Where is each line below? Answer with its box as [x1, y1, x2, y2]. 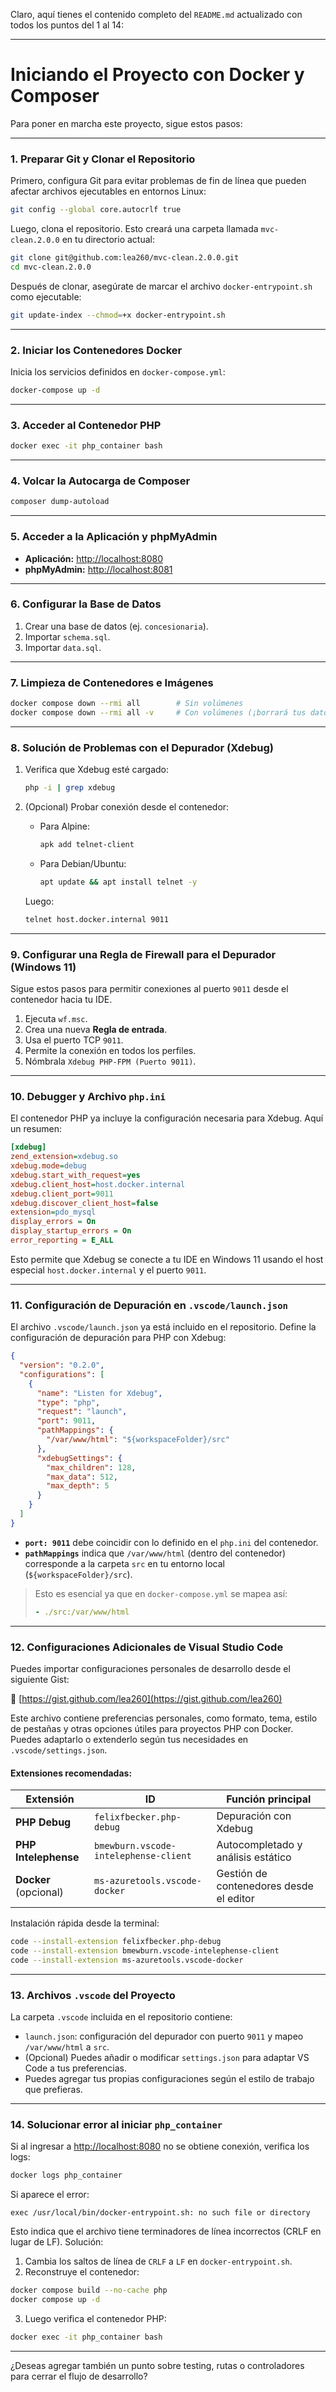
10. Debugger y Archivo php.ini [10, 1089, 166, 1103]
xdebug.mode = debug [10, 1161, 87, 1171]
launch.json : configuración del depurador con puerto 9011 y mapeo [24, 2030, 304, 2043]
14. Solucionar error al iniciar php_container [10, 2118, 223, 2132]
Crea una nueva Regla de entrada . [24, 1023, 168, 1035]
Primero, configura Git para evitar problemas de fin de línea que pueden [10, 175, 307, 187]
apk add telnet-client [39, 840, 135, 850]
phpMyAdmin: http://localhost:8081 [24, 563, 173, 575]
